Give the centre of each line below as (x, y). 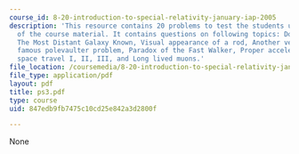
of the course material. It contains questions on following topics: (149, 34)
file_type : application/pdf (61, 76)
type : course (33, 100)
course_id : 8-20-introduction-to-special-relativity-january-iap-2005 (143, 17)
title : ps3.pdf (37, 92)
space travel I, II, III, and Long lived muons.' (111, 59)
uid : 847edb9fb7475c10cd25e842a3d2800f (83, 109)
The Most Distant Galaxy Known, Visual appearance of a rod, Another (149, 42)
